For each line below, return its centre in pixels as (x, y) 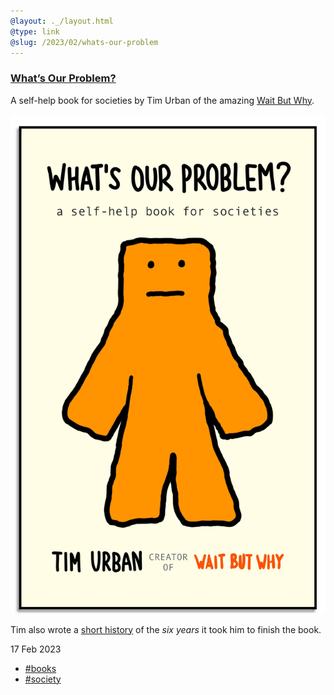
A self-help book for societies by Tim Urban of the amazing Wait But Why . (162, 100)
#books (40, 668)
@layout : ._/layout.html (62, 21)
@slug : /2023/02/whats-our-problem (84, 42)
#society (43, 679)
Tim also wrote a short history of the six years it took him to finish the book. (166, 629)
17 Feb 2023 (36, 649)
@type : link (35, 31)
